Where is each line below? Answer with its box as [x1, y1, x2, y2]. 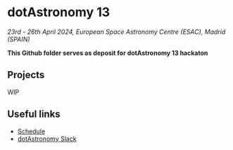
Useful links [7, 108, 61, 120]
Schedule [17, 127, 46, 135]
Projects [7, 69, 45, 81]
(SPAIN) [7, 35, 30, 43]
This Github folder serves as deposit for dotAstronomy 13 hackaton [7, 49, 208, 57]
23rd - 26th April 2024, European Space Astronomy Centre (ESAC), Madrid [7, 27, 226, 36]
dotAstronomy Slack [17, 135, 77, 143]
